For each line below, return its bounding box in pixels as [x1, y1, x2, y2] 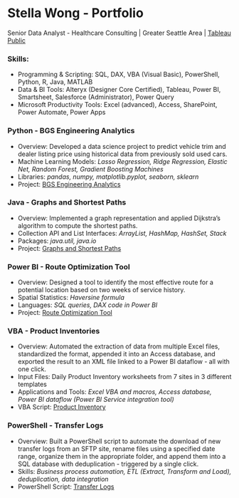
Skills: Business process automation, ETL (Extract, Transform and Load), [17, 467, 232, 475]
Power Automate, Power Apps [17, 108, 106, 117]
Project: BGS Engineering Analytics [17, 180, 121, 188]
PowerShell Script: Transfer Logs [17, 482, 115, 491]
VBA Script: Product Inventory [17, 403, 106, 411]
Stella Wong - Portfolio [7, 5, 144, 21]
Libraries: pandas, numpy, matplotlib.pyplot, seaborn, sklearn [17, 172, 199, 181]
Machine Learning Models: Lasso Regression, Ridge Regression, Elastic [17, 157, 228, 165]
